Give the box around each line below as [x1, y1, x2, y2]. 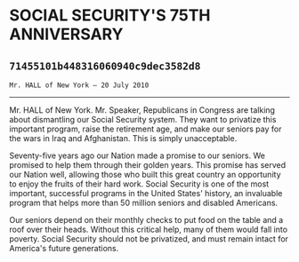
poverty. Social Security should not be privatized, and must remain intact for [9, 234, 289, 244]
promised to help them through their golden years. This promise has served [9, 160, 287, 170]
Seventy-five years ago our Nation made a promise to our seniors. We [9, 150, 265, 161]
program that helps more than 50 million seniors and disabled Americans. [9, 197, 279, 208]
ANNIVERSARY [9, 24, 124, 44]
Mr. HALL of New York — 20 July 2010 [9, 81, 149, 90]
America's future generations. [9, 243, 119, 253]
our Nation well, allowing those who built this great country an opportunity [9, 170, 282, 179]
